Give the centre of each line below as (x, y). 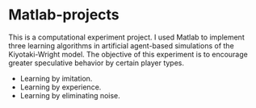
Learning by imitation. (56, 78)
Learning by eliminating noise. (70, 95)
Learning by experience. (61, 87)
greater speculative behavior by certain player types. (96, 63)
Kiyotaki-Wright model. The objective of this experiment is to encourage (128, 54)
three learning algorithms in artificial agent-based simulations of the (121, 45)
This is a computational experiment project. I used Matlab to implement (126, 37)
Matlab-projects (64, 15)
